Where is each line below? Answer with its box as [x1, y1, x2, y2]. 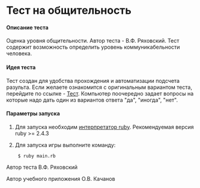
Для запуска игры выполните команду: [14, 141, 116, 148]
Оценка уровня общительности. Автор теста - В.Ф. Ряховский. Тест [6, 37, 180, 44]
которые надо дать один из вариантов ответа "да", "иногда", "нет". [6, 96, 178, 103]
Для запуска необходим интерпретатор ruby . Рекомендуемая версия [14, 123, 194, 130]
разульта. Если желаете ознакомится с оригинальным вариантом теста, [6, 83, 192, 91]
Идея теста [6, 64, 36, 71]
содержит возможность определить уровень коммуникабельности [6, 43, 180, 51]
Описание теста [6, 23, 49, 31]
